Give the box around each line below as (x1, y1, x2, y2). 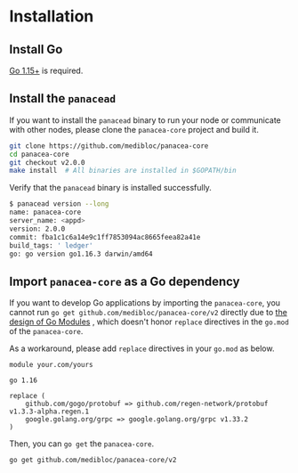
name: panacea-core (9, 208, 82, 217)
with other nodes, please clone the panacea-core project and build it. (9, 124, 260, 135)
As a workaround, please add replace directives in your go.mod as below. (9, 343, 275, 354)
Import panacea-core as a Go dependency (9, 273, 240, 289)
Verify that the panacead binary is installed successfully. (9, 183, 212, 193)
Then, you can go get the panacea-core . (9, 438, 154, 449)
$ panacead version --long (9, 200, 109, 208)
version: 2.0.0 (9, 224, 66, 233)
